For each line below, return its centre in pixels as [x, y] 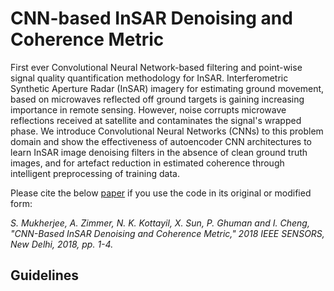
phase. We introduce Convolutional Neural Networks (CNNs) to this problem [167, 131]
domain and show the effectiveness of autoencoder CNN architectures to [161, 141]
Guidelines [44, 275]
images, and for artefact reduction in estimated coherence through [147, 163]
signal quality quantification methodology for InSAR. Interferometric [149, 78]
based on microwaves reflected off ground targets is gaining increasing [157, 99]
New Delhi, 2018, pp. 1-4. [62, 244]
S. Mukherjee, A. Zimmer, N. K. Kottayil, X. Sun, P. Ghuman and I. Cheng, [160, 223]
